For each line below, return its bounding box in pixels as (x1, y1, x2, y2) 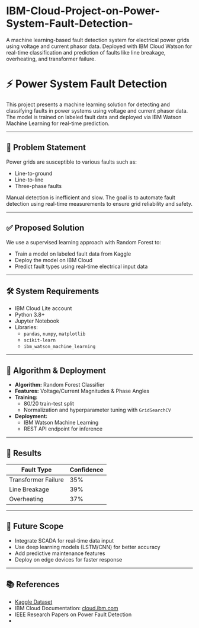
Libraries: (14, 324, 38, 331)
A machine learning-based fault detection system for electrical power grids (6, 36, 190, 43)
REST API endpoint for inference (23, 425, 102, 432)
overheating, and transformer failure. (6, 55, 97, 62)
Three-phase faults (14, 182, 62, 189)
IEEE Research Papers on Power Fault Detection (14, 611, 132, 618)
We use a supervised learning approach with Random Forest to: (6, 238, 162, 246)
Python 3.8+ (14, 311, 46, 318)
